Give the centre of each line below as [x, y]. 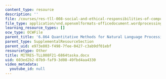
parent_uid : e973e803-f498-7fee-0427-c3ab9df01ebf [58, 46]
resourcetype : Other [26, 51]
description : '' [22, 14]
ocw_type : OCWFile [24, 32]
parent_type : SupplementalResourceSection [49, 42]
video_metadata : [22, 64]
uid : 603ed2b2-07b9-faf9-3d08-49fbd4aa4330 [51, 60]
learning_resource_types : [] [35, 28]
